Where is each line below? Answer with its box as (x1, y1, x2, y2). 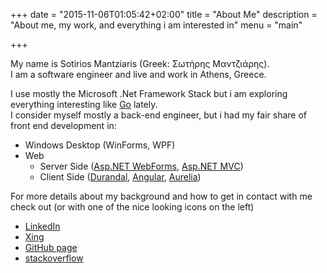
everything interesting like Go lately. (10, 99, 158, 110)
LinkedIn (24, 220, 61, 232)
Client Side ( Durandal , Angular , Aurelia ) (39, 171, 202, 183)
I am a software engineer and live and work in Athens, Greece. (10, 69, 267, 80)
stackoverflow (24, 252, 84, 264)
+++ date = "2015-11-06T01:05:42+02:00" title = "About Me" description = (10, 9, 318, 20)
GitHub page (24, 242, 78, 253)
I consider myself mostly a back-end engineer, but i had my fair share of (10, 109, 308, 121)
